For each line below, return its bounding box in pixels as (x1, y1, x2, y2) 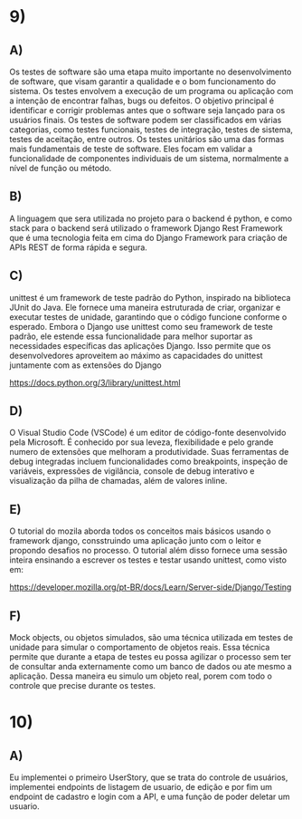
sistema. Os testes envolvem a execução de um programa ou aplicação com (9, 86, 294, 96)
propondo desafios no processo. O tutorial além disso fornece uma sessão (9, 545, 288, 556)
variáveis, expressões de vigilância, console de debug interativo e (9, 466, 255, 477)
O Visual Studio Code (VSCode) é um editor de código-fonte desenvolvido (9, 428, 287, 438)
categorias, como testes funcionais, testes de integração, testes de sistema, (9, 124, 294, 135)
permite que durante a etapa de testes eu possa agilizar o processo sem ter (9, 651, 292, 662)
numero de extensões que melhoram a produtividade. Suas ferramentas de (9, 447, 289, 458)
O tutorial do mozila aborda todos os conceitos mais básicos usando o (9, 525, 271, 536)
